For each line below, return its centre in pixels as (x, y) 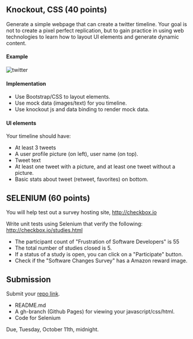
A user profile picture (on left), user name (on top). (76, 154)
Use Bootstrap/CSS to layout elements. (62, 97)
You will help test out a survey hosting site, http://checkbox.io (82, 212)
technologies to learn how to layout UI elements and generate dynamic (93, 37)
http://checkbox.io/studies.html (45, 230)
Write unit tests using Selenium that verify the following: (75, 224)
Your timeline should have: (39, 136)
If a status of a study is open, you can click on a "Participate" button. (99, 255)
